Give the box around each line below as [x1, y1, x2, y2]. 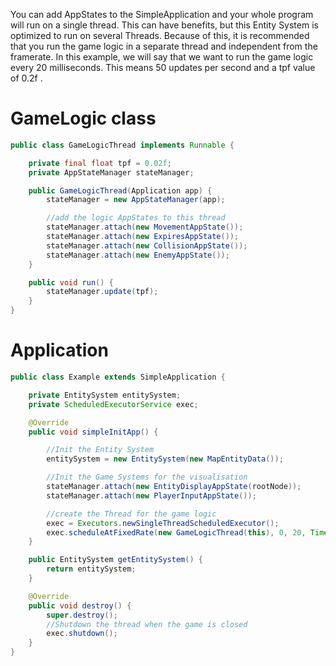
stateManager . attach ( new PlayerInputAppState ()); [46, 490, 257, 501]
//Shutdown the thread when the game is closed [46, 619, 248, 629]
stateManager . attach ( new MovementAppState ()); [46, 222, 244, 233]
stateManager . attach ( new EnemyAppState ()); [46, 250, 230, 260]
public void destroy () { [28, 600, 132, 611]
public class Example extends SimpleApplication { [10, 372, 226, 382]
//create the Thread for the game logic [46, 509, 217, 519]
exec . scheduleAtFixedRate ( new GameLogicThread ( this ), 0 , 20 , [46, 527, 307, 538]
